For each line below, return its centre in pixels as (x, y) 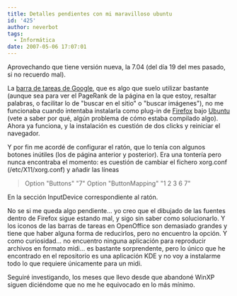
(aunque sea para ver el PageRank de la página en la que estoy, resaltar (112, 96)
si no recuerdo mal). (36, 74)
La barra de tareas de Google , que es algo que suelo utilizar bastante (108, 88)
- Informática (34, 40)
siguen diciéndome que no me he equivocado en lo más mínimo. (102, 285)
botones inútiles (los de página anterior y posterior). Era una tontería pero (114, 154)
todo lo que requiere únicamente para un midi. (75, 263)
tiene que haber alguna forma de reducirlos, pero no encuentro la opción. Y (117, 233)
